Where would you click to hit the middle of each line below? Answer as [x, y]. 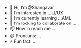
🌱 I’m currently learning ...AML [40, 18]
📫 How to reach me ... [32, 29]
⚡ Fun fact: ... [23, 41]
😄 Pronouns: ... [26, 36]
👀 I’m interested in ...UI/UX [37, 13]
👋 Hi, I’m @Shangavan [32, 8]
